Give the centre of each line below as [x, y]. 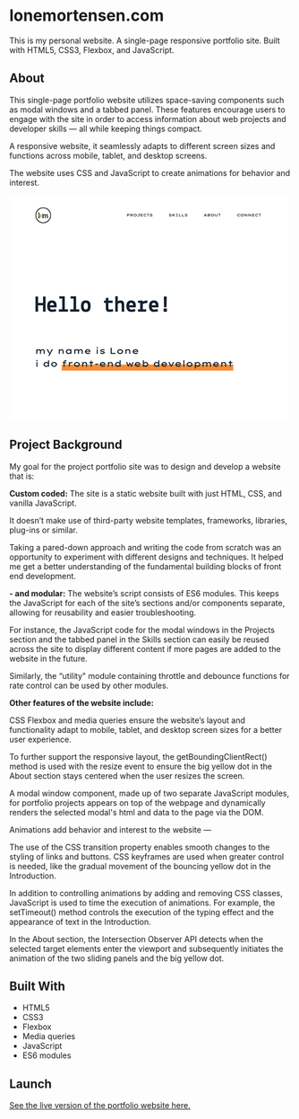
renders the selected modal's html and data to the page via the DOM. [137, 812]
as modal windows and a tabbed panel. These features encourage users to [147, 110]
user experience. [40, 739]
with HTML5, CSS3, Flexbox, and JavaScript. [92, 49]
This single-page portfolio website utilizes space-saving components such [147, 100]
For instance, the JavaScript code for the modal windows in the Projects [142, 630]
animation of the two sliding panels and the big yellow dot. [117, 958]
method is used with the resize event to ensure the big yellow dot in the [141, 766]
